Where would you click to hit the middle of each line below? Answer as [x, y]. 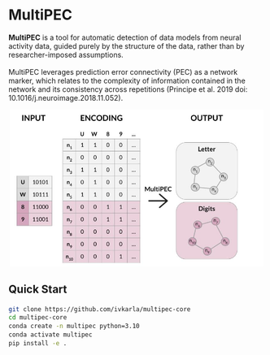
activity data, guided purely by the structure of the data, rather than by [126, 45]
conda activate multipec [50, 335]
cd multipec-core [38, 318]
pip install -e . [38, 344]
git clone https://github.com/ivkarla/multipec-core [100, 309]
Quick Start [38, 290]
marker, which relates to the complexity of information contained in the [127, 80]
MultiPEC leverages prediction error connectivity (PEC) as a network [123, 71]
